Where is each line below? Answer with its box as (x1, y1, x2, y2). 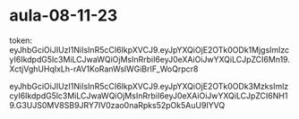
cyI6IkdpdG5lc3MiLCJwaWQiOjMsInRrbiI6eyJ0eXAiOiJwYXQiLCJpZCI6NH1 (9, 90, 288, 101)
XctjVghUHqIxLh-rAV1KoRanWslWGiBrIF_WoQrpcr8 (9, 64, 199, 74)
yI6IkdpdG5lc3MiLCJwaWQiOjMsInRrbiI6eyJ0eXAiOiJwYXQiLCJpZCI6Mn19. (9, 54, 291, 64)
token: (9, 35, 33, 46)
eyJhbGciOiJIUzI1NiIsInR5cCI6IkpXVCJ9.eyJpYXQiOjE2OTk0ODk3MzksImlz (9, 81, 289, 91)
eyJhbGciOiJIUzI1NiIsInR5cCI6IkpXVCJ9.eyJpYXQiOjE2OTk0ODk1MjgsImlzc (9, 44, 289, 55)
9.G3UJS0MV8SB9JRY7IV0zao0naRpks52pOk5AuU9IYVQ (9, 99, 226, 110)
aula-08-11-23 (9, 5, 118, 26)
